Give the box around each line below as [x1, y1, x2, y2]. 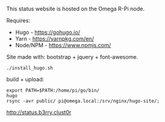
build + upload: [6, 76, 45, 83]
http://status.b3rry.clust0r [6, 109, 71, 116]
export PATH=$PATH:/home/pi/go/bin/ [6, 87, 100, 93]
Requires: [6, 17, 31, 24]
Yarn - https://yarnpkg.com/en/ [15, 35, 94, 42]
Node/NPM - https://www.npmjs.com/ [15, 42, 111, 49]
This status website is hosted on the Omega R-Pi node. [6, 5, 145, 12]
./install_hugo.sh [6, 65, 53, 71]
